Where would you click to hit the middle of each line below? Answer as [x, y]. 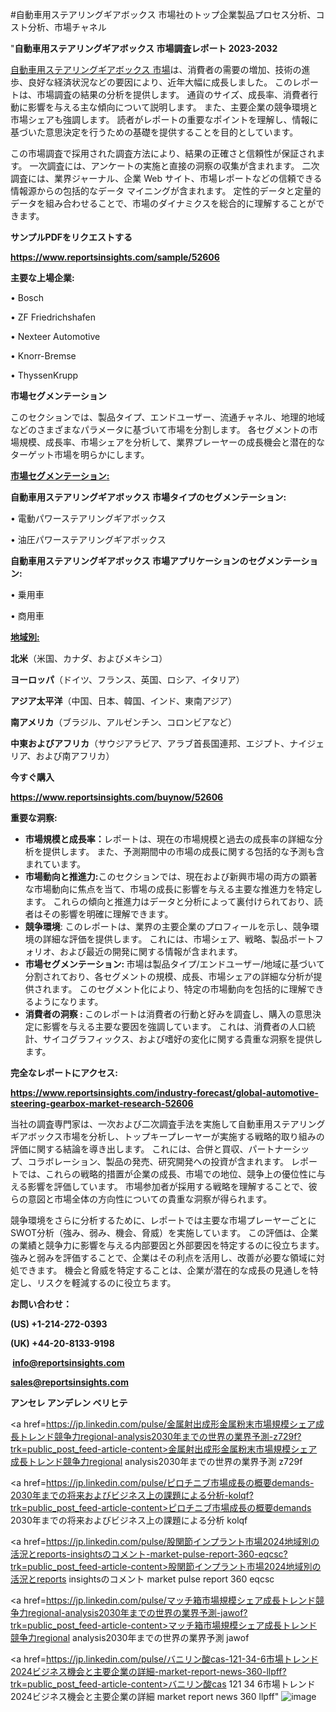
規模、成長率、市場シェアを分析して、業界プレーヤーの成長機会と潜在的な [171, 442]
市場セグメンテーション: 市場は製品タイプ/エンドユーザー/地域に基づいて [174, 964]
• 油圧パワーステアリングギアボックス [88, 539]
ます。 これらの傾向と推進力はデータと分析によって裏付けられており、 [169, 901]
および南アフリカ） [75, 756]
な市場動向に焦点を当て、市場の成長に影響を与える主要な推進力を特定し [173, 889]
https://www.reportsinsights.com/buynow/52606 [117, 797]
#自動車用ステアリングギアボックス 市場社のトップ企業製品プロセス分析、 [163, 14]
